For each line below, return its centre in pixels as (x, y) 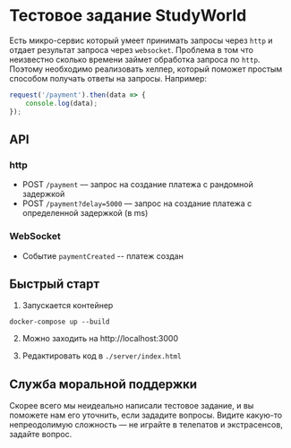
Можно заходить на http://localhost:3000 (100, 339)
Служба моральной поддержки (103, 384)
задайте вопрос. (41, 435)
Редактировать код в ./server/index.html (102, 356)
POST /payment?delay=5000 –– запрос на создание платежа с (137, 203)
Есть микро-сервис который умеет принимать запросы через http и (141, 40)
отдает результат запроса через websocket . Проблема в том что (131, 49)
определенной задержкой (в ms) (85, 213)
